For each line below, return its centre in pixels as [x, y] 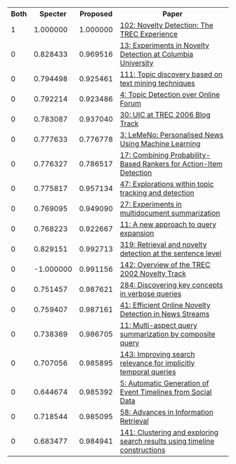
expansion [137, 233]
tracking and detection [157, 193]
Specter [53, 14]
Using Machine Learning [160, 144]
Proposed [96, 14]
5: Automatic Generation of [164, 383]
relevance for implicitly [157, 363]
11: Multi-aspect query [159, 325]
